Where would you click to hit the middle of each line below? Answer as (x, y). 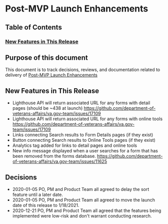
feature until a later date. (38, 194)
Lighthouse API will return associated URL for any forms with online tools (87, 119)
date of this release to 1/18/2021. (46, 205)
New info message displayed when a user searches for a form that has (85, 151)
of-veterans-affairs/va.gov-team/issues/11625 (60, 161)
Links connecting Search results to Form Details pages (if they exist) (83, 135)
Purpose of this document (47, 57)
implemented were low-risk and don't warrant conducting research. (82, 215)
